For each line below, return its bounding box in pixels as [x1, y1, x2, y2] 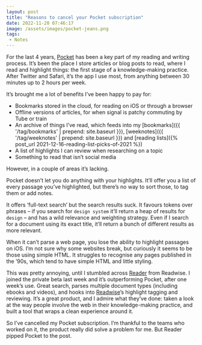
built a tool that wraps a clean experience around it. [6, 308, 133, 315]
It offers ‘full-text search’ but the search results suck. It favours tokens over [6, 201, 194, 208]
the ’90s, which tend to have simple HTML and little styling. [6, 258, 153, 265]
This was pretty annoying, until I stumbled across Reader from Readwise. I [6, 269, 191, 276]
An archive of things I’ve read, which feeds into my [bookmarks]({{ [14, 122, 180, 128]
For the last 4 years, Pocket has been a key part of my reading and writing [6, 54, 190, 60]
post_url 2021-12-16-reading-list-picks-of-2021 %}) [14, 141, 143, 148]
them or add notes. [6, 190, 54, 196]
